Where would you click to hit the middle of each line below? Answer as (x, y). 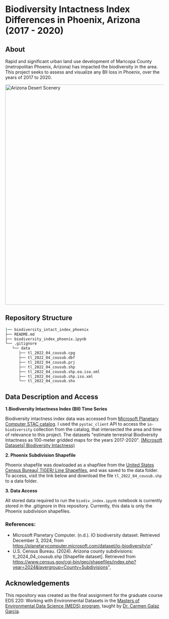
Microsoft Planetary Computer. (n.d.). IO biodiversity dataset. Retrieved (86, 535)
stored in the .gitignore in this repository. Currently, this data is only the (79, 506)
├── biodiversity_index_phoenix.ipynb (46, 339)
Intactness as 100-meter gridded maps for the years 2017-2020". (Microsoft (84, 440)
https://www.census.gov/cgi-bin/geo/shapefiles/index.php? (74, 562)
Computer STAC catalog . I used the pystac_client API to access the (76, 424)
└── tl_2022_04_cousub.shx (47, 381)
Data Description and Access (52, 397)
